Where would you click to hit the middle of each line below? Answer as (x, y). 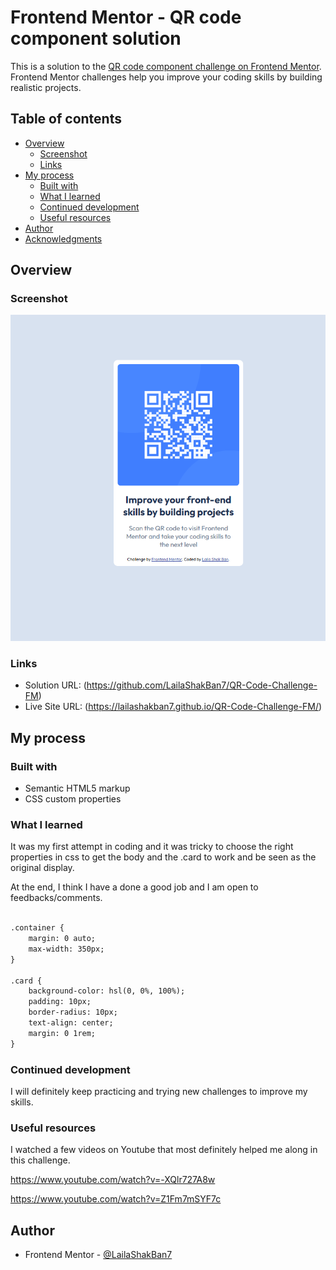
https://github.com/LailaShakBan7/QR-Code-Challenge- (202, 685)
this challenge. (40, 1160)
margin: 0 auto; (62, 939)
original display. (42, 868)
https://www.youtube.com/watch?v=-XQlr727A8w (113, 1180)
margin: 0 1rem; (62, 1033)
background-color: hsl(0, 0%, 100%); (107, 991)
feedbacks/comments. (56, 898)
